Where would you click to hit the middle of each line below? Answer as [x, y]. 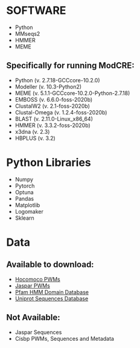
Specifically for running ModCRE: [70, 66]
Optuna [24, 192]
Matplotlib [27, 205]
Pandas [24, 199]
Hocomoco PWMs [37, 279]
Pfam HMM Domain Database [52, 292]
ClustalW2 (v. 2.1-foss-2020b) [52, 106]
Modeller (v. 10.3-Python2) [48, 87]
